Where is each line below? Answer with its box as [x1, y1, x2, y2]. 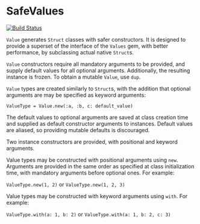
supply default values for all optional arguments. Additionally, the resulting [6, 66, 190, 74]
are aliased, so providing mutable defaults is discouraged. [6, 126, 150, 133]
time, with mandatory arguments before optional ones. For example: [6, 169, 175, 176]
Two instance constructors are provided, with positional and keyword [6, 138, 178, 146]
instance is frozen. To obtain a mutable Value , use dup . [6, 73, 141, 80]
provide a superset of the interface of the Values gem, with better [6, 42, 169, 50]
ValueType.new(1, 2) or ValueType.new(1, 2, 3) [6, 181, 125, 188]
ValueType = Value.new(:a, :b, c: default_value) [6, 103, 134, 109]
